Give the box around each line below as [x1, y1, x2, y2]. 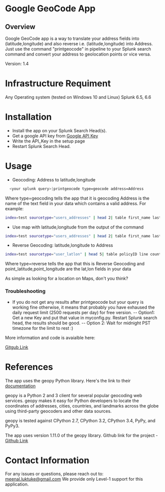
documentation [5, 383, 36, 389]
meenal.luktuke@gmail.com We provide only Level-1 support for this [5, 476, 143, 482]
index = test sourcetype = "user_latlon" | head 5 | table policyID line [5, 252, 148, 257]
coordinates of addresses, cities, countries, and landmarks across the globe [5, 403, 159, 408]
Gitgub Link [5, 344, 28, 350]
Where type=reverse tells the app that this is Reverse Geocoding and [5, 261, 145, 267]
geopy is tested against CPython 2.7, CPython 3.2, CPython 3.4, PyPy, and [5, 417, 156, 423]
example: [5, 205, 24, 211]
